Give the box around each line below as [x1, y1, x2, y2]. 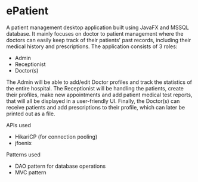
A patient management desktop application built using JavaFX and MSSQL [6, 24, 189, 31]
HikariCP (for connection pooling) [14, 133, 98, 140]
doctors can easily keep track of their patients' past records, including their [6, 36, 191, 43]
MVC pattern [14, 168, 47, 176]
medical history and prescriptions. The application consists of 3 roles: [6, 43, 178, 50]
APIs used [6, 121, 32, 128]
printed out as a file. [6, 110, 55, 117]
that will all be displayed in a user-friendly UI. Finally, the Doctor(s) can [6, 97, 180, 105]
